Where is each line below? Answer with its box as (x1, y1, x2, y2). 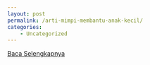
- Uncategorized (20, 30, 68, 37)
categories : (7, 23, 42, 30)
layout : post (7, 10, 46, 18)
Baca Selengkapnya (7, 49, 65, 58)
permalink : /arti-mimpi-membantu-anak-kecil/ (7, 17, 143, 24)
